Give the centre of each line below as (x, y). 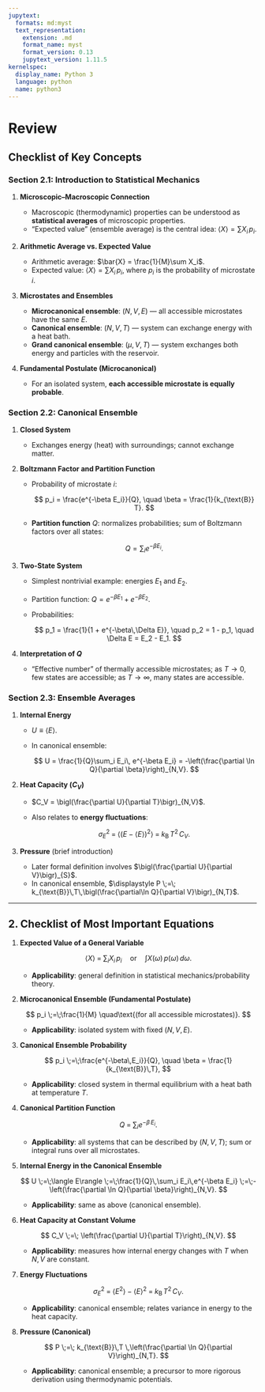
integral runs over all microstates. (86, 1150)
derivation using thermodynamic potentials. (102, 1379)
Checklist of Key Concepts (75, 157)
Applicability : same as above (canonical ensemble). (116, 1205)
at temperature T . (60, 1093)
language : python (44, 81)
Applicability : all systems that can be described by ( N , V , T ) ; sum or (142, 1142)
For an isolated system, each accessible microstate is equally (133, 384)
